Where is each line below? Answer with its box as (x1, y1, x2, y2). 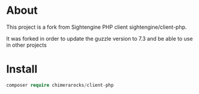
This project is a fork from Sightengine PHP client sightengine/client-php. (6, 23, 187, 31)
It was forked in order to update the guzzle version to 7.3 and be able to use (6, 35, 193, 42)
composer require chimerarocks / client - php (6, 82, 114, 88)
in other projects (6, 41, 47, 48)
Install (6, 62, 38, 76)
